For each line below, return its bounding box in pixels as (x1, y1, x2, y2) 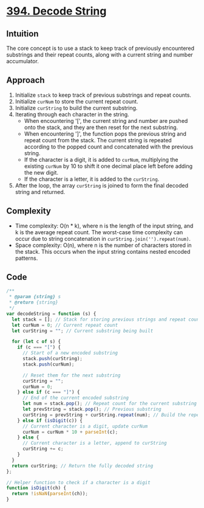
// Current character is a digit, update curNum (22, 423, 148, 430)
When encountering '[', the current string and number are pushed (24, 117, 188, 124)
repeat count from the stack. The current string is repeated (24, 136, 172, 144)
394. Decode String (6, 4, 107, 18)
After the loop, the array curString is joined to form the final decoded (15, 181, 188, 189)
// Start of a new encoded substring (22, 350, 118, 357)
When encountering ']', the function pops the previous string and (24, 130, 187, 137)
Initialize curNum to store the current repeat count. (15, 97, 138, 105)
